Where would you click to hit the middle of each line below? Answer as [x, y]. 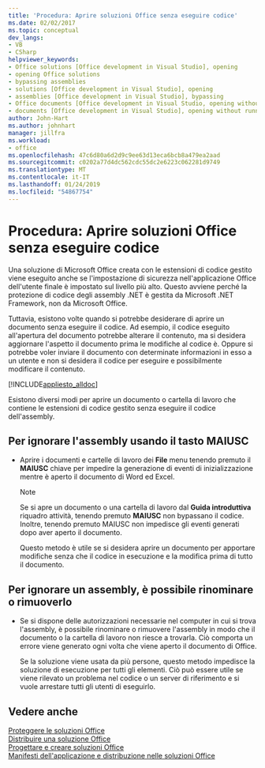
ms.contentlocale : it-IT [49, 177]
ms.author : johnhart [42, 126]
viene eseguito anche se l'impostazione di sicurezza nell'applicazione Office [132, 278]
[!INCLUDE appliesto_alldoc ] [53, 384]
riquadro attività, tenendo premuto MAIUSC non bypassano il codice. [132, 516]
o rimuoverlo [40, 602]
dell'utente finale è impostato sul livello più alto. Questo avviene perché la [128, 286]
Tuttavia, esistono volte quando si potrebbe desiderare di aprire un [116, 318]
